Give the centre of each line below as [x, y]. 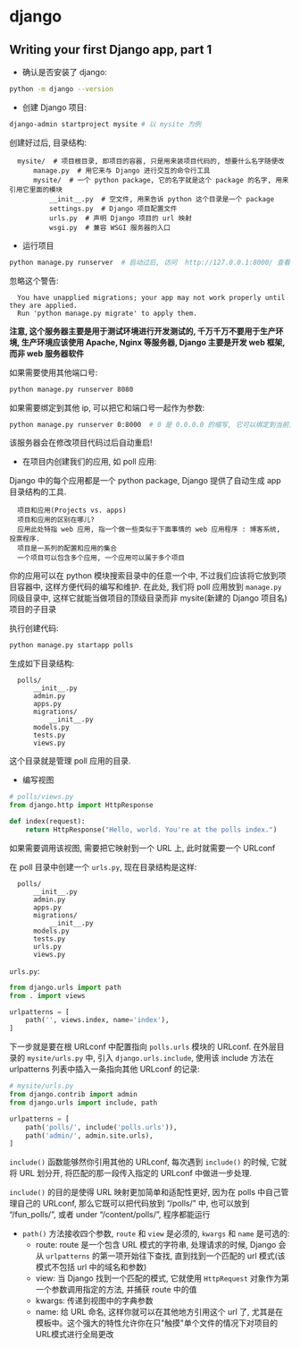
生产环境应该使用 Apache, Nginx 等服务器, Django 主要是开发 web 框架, [153, 342]
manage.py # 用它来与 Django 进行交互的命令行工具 [121, 171]
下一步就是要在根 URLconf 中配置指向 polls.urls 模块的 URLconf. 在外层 [143, 1047]
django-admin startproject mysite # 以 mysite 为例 [105, 124]
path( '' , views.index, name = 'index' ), [97, 1020]
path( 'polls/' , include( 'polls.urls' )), [101, 1127]
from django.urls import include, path [83, 1103]
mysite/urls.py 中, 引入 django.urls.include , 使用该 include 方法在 [150, 1058]
